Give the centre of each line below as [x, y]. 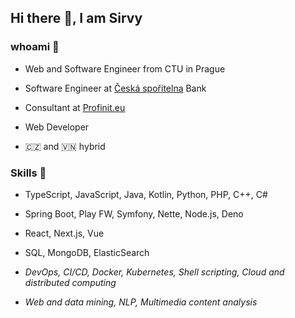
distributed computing [70, 282]
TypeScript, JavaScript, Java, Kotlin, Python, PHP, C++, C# [146, 194]
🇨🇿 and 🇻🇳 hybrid [65, 146]
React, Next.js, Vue [64, 233]
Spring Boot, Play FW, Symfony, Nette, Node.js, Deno [134, 213]
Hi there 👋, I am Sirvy [76, 18]
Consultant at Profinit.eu [75, 107]
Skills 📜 [28, 173]
